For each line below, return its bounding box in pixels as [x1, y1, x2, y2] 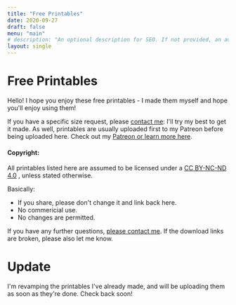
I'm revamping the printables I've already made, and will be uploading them [7, 282, 225, 291]
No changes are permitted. [17, 213, 96, 222]
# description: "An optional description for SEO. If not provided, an [7, 36, 221, 43]
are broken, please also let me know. [7, 234, 114, 243]
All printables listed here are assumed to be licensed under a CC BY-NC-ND [7, 164, 227, 172]
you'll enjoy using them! [7, 103, 77, 112]
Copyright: [7, 148, 40, 156]
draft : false [7, 23, 46, 30]
